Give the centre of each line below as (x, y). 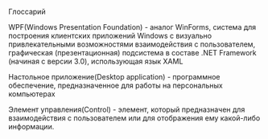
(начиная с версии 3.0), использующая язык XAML (96, 61)
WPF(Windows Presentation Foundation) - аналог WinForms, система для (132, 27)
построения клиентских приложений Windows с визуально (110, 36)
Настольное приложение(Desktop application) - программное (114, 77)
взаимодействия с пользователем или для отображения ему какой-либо (134, 118)
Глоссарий (27, 12)
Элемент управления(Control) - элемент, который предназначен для (127, 109)
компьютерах (32, 94)
